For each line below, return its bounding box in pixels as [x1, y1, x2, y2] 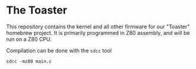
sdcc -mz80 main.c [6, 58, 52, 64]
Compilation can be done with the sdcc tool [6, 47, 112, 54]
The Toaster [6, 4, 67, 17]
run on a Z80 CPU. [6, 35, 52, 42]
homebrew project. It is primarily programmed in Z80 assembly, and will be [6, 29, 190, 36]
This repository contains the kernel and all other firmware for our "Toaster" [6, 23, 190, 30]
